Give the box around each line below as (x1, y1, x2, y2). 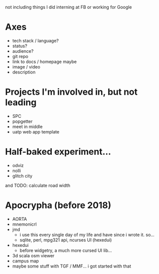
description (12, 69, 36, 75)
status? (12, 43, 28, 49)
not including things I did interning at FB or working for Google (5, 4, 132, 10)
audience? (12, 48, 34, 54)
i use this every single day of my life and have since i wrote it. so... (19, 232, 155, 238)
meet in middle (12, 123, 43, 130)
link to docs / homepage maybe (12, 59, 77, 65)
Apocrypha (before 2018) (5, 200, 112, 211)
